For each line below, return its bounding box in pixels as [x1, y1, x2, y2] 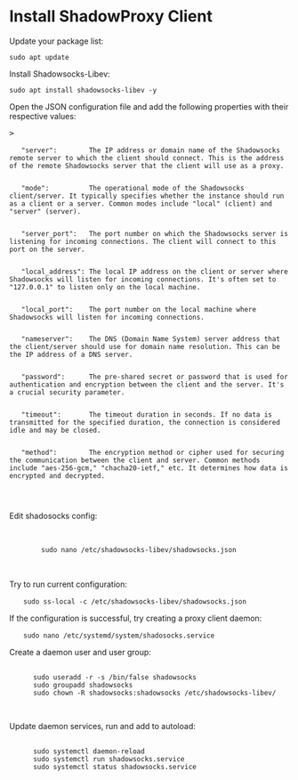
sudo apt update [9, 53, 69, 61]
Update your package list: [9, 36, 104, 46]
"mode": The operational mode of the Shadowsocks [20, 183, 245, 192]
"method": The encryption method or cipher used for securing [20, 448, 285, 458]
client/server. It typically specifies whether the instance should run [9, 191, 285, 200]
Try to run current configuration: [9, 579, 127, 589]
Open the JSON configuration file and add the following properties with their [9, 101, 289, 112]
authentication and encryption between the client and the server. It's [9, 380, 285, 389]
